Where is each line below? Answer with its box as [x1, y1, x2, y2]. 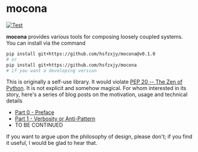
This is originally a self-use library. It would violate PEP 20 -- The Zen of [6, 78, 183, 85]
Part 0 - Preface [14, 109, 55, 116]
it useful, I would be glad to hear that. [6, 139, 98, 147]
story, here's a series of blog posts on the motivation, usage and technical [6, 91, 188, 98]
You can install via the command [6, 39, 86, 46]
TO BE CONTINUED [14, 122, 64, 129]
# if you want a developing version [6, 67, 97, 73]
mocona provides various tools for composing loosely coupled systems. [6, 33, 183, 40]
